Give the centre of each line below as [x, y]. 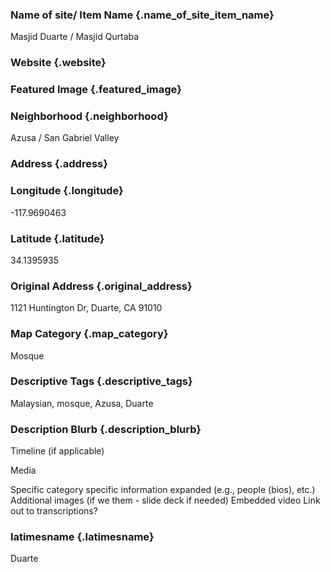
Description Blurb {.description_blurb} [106, 429]
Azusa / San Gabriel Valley [65, 138]
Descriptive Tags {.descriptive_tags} [101, 381]
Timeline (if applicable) [57, 451]
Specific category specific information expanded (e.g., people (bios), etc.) [163, 490]
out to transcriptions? [54, 511]
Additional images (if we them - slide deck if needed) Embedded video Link [165, 500]
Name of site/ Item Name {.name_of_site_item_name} [142, 15]
